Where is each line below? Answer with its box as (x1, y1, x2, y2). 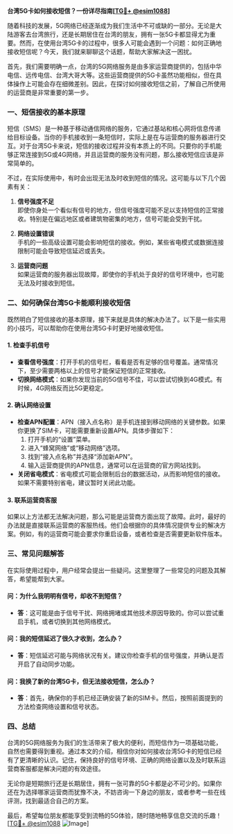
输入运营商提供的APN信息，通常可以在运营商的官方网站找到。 (27, 461, 205, 469)
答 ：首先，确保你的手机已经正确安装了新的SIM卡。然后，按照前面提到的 (17, 694, 223, 702)
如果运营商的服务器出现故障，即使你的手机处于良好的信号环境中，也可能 (17, 270, 224, 278)
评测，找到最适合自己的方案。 (7, 797, 92, 805)
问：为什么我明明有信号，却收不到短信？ (7, 592, 123, 600)
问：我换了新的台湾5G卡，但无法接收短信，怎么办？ (7, 677, 156, 685)
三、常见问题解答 (7, 549, 64, 558)
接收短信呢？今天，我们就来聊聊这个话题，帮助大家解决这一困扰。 (7, 48, 196, 56)
